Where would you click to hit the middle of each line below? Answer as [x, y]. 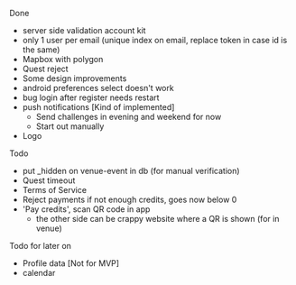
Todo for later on [41, 246]
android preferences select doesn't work [98, 88]
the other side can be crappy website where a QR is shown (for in [157, 219]
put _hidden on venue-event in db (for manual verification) [131, 171]
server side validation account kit [84, 30]
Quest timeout [49, 180]
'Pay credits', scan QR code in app [86, 209]
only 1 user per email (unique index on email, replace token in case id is [155, 40]
